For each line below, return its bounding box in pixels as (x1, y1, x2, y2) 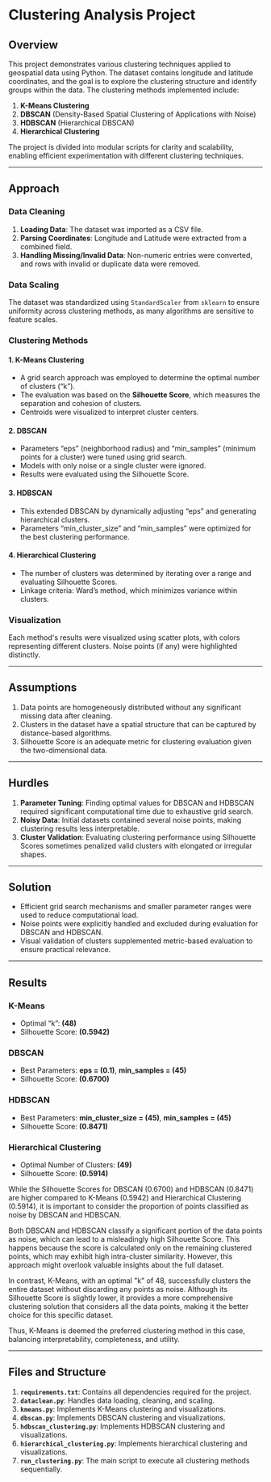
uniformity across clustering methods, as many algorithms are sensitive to (8, 306, 254, 315)
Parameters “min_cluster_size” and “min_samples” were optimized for (19, 523, 252, 533)
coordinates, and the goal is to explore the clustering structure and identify (8, 77, 257, 86)
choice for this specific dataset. (8, 1311, 114, 1320)
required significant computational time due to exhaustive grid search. (19, 807, 253, 816)
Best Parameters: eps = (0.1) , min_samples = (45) (19, 1065, 187, 1075)
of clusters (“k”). (19, 382, 75, 392)
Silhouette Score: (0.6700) (19, 1074, 110, 1084)
